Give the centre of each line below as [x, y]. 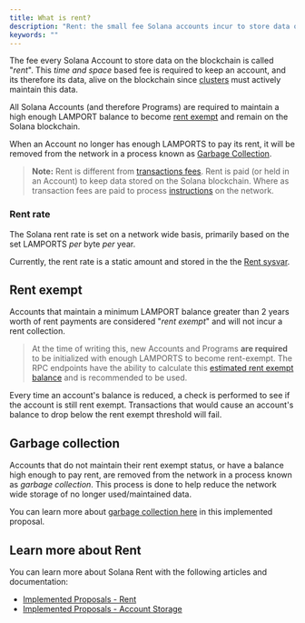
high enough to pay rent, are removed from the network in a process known [151, 475]
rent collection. [37, 331]
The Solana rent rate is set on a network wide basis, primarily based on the [149, 234]
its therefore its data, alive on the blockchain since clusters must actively [145, 80]
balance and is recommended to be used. [109, 377]
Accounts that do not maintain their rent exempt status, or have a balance [147, 466]
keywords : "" [34, 35]
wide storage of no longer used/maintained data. [101, 494]
